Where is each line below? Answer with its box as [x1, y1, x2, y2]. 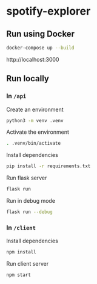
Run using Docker [6, 29, 75, 39]
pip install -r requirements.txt [6, 163, 91, 169]
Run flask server [6, 174, 47, 181]
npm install [6, 249, 36, 255]
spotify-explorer [6, 4, 91, 18]
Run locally [6, 73, 50, 84]
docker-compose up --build [6, 45, 75, 51]
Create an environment [6, 106, 64, 113]
